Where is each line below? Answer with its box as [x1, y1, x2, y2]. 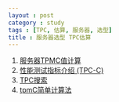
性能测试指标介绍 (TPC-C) [19, 66, 104, 75]
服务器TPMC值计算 [19, 56, 81, 65]
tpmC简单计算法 [19, 86, 72, 95]
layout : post [8, 11, 55, 20]
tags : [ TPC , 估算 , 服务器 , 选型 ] [8, 26, 113, 34]
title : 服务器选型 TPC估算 [8, 33, 92, 42]
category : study [8, 19, 65, 27]
